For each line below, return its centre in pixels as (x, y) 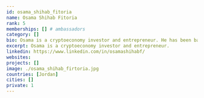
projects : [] (23, 63)
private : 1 (20, 86)
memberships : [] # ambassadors (46, 29)
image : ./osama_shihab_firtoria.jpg (53, 68)
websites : (19, 57)
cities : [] (20, 80)
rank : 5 (16, 23)
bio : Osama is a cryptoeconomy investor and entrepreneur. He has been (99, 40)
